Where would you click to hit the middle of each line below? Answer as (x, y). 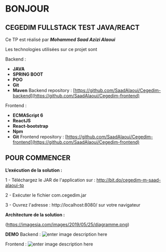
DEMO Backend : (23, 234)
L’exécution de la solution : (34, 170)
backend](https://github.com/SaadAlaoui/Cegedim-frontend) (76, 96)
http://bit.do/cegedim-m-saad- (129, 180)
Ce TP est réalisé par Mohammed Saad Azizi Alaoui (60, 39)
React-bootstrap (30, 126)
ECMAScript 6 (28, 115)
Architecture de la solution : (35, 215)
